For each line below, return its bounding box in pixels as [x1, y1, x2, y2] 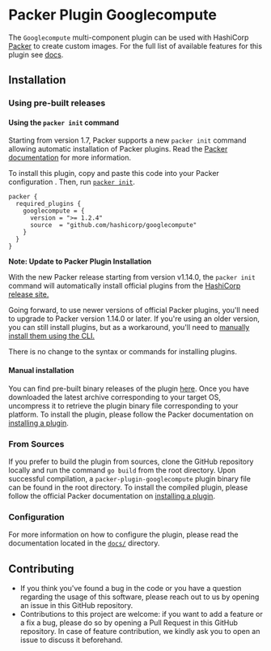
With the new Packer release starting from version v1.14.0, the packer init [8, 272, 256, 282]
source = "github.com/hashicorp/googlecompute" [29, 221, 197, 229]
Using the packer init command [8, 118, 120, 127]
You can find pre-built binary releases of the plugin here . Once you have [8, 383, 249, 393]
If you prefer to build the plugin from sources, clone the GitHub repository [8, 456, 254, 466]
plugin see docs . [8, 49, 64, 59]
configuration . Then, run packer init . [8, 177, 136, 187]
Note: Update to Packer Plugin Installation [8, 257, 152, 267]
